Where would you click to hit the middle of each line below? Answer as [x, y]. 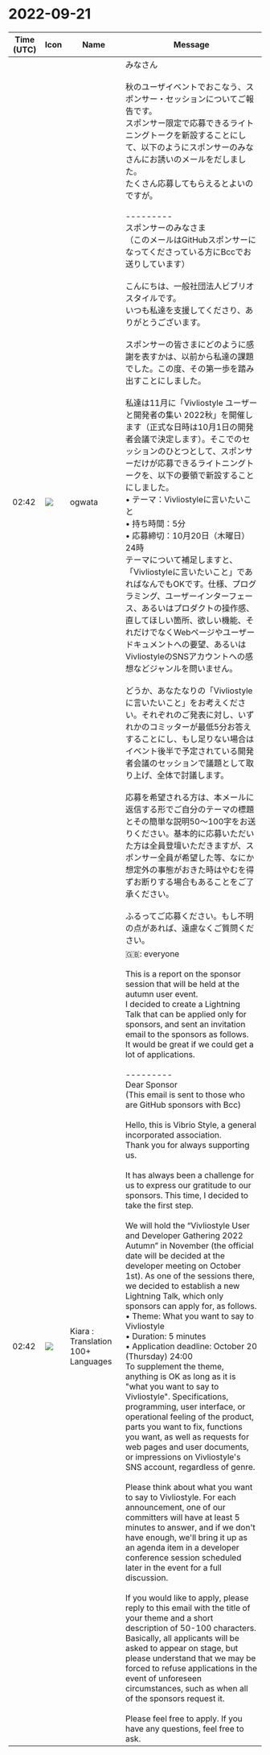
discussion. [147, 1577]
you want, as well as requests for [187, 1436]
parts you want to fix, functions [184, 1427]
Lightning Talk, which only [174, 1295]
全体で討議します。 [192, 775]
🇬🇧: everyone [152, 953]
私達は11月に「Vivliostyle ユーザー [191, 403]
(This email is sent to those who [185, 1094]
